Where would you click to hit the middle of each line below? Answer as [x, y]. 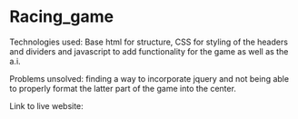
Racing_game [62, 17]
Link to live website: [46, 105]
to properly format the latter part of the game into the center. [123, 88]
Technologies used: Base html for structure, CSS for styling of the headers [149, 42]
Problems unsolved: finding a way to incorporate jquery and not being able [149, 78]
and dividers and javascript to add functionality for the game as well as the [149, 51]
